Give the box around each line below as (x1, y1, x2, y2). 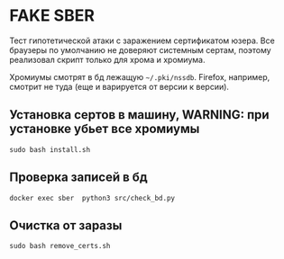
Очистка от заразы (9, 218, 123, 233)
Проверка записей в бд (9, 170, 148, 185)
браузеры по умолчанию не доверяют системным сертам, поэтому (9, 44, 272, 55)
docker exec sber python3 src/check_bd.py (9, 193, 176, 202)
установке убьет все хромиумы (9, 121, 200, 137)
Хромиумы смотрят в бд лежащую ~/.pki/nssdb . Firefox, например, (9, 71, 270, 82)
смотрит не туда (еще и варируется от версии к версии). (9, 81, 230, 92)
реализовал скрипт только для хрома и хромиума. (9, 54, 206, 65)
